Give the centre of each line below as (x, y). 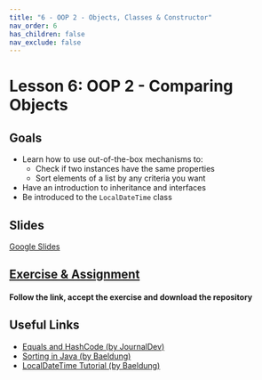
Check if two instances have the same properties (125, 169)
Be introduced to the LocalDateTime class (97, 198)
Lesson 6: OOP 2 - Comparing (121, 86)
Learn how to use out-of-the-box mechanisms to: (112, 159)
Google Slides (35, 247)
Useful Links (44, 325)
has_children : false (48, 34)
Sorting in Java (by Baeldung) (76, 356)
